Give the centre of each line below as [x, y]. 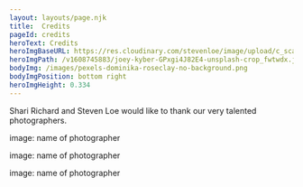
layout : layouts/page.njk [58, 18]
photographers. [38, 120]
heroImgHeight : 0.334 [50, 85]
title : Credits [40, 26]
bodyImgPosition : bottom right [68, 77]
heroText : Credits [44, 43]
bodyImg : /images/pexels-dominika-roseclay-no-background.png [129, 69]
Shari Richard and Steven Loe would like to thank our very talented [133, 110]
